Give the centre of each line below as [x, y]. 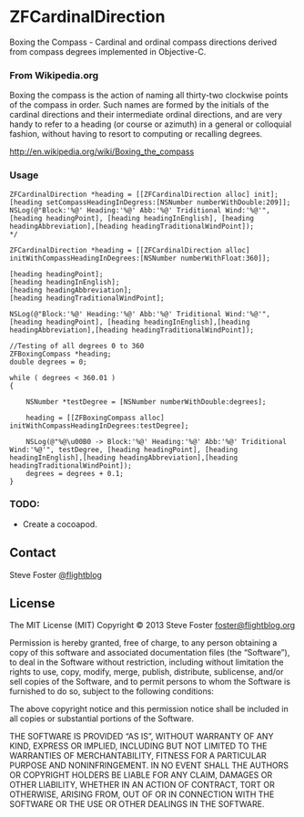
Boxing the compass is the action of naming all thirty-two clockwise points [149, 95]
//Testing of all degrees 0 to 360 [77, 346]
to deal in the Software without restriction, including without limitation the [147, 662]
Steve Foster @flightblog [56, 574]
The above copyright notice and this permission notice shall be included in [149, 709]
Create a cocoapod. [60, 524]
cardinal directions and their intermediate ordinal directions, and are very [146, 115]
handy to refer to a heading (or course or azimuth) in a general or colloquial [151, 124]
